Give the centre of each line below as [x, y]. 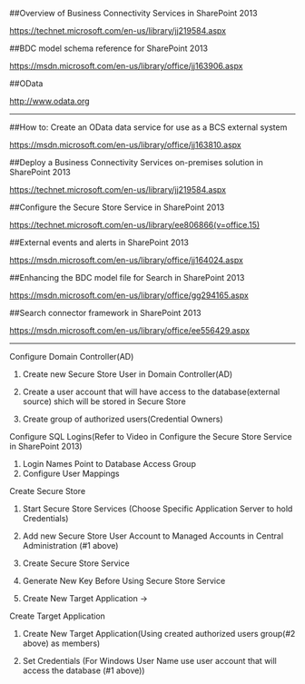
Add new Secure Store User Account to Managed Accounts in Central [153, 536]
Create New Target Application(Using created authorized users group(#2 [159, 634]
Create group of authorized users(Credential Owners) [123, 419]
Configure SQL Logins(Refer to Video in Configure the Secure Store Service [151, 436]
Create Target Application [58, 616]
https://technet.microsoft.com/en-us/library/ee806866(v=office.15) [135, 225]
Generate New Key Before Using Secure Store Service [124, 581]
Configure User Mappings [71, 473]
